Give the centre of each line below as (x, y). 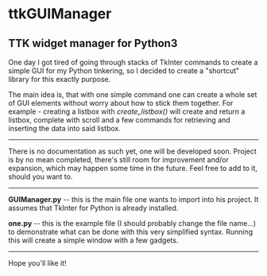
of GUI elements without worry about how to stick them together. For (121, 103)
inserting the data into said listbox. (64, 128)
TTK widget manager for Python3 (93, 43)
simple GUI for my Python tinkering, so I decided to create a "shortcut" (124, 71)
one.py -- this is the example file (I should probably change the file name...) (132, 223)
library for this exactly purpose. (60, 79)
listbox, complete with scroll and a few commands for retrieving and (119, 120)
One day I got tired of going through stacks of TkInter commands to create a (133, 62)
